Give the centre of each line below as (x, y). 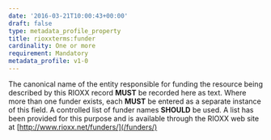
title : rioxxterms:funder (52, 38)
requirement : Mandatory (49, 53)
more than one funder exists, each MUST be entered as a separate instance (135, 101)
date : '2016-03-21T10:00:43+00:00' (68, 16)
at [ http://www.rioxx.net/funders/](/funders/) (83, 127)
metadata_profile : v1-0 (49, 62)
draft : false (30, 23)
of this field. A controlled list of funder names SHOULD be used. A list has (131, 109)
